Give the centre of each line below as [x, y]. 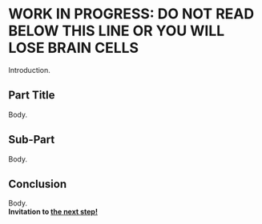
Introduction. [29, 70]
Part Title [32, 96]
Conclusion [38, 184]
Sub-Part [32, 140]
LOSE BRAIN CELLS [73, 48]
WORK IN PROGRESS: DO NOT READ [131, 14]
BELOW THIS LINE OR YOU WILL [117, 31]
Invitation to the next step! [53, 212]
